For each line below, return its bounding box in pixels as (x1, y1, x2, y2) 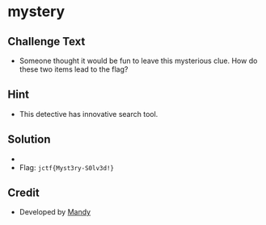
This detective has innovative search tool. (19, 109, 158, 119)
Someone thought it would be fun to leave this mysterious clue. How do (19, 56, 258, 65)
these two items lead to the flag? (19, 65, 129, 74)
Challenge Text (7, 35, 86, 48)
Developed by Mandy (19, 207, 91, 217)
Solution (7, 132, 51, 147)
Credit (7, 186, 40, 200)
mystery (7, 2, 65, 21)
